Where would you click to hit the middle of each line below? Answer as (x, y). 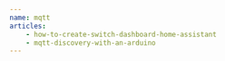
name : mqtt (30, 17)
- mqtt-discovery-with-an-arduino (91, 43)
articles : (28, 26)
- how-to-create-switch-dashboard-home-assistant (122, 34)
